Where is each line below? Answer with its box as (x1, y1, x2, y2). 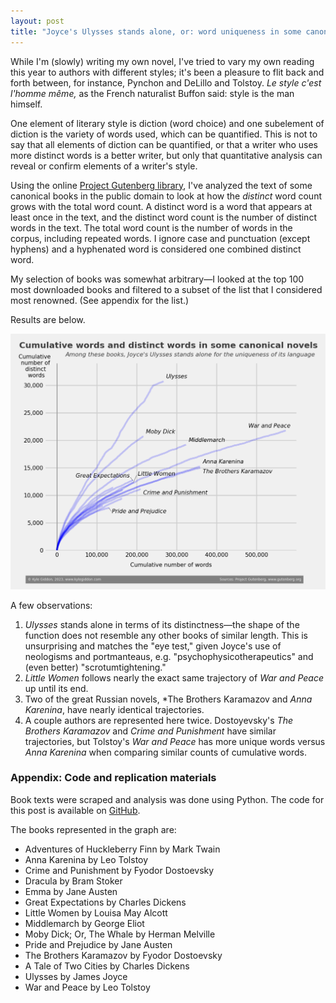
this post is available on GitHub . (10, 804, 141, 816)
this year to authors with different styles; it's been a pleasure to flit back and (10, 66, 325, 78)
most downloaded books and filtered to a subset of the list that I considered (10, 283, 323, 295)
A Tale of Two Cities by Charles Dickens (24, 960, 190, 972)
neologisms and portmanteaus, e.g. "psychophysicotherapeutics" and (24, 650, 314, 662)
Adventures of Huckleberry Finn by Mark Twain (24, 843, 221, 855)
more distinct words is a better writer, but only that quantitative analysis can (10, 149, 323, 161)
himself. (10, 98, 43, 110)
